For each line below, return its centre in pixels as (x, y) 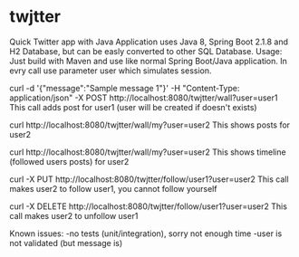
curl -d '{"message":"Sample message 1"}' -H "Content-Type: (125, 88)
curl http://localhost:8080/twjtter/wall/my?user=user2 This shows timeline (148, 152)
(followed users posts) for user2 (69, 161)
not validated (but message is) (66, 243)
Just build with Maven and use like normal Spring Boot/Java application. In (149, 61)
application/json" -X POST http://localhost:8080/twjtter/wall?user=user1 (144, 98)
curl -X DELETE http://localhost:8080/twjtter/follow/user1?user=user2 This (149, 206)
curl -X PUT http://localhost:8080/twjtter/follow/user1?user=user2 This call (149, 179)
